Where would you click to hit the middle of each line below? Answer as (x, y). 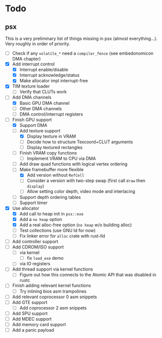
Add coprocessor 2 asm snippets (53, 307)
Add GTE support (30, 302)
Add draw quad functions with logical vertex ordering (73, 164)
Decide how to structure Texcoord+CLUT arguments (80, 142)
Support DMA (33, 125)
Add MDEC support (32, 319)
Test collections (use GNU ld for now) (57, 230)
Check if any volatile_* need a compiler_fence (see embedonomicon (83, 53)
